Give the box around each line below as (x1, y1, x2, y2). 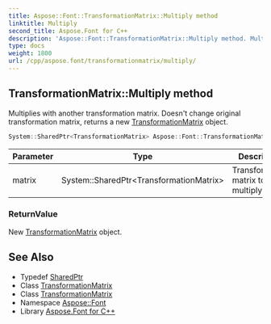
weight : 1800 (8, 49, 52, 57)
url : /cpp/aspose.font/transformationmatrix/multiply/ (8, 57, 197, 65)
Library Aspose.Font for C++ (19, 306, 115, 316)
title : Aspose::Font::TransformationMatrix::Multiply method (8, 11, 219, 20)
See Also (8, 250, 54, 264)
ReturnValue (8, 208, 58, 220)
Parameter (12, 150, 54, 162)
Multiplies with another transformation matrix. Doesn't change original (8, 108, 241, 118)
